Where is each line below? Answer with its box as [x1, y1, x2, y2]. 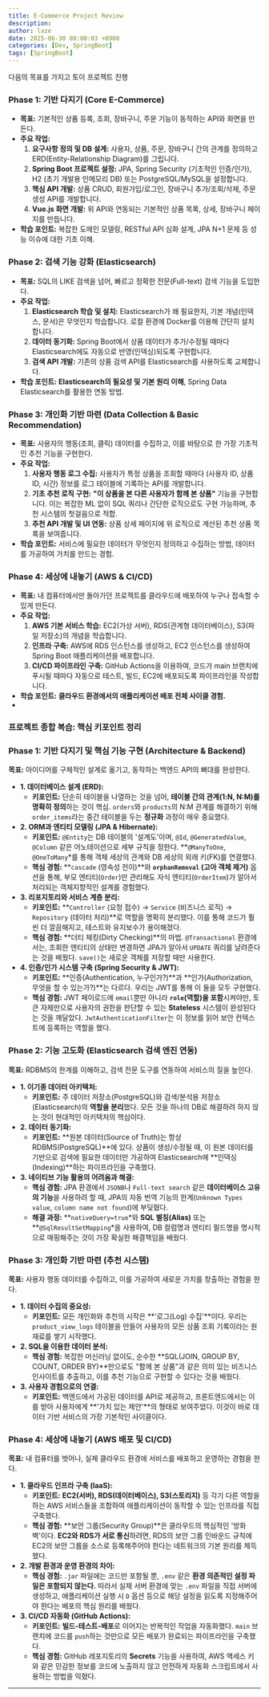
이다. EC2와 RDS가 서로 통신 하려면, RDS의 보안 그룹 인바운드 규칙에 [40, 1531, 252, 1540]
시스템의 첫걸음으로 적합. [40, 508, 118, 518]
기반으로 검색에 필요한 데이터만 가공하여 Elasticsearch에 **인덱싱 [31, 1152, 238, 1161]
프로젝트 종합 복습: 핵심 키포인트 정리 [8, 722, 142, 733]
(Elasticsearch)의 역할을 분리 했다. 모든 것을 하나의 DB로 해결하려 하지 [31, 1102, 251, 1112]
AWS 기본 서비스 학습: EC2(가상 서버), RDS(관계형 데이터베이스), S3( [31, 621, 249, 630]
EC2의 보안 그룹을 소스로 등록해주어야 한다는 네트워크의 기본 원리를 [31, 1541, 243, 1551]
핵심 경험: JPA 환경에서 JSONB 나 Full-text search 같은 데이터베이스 [31, 1182, 247, 1192]
